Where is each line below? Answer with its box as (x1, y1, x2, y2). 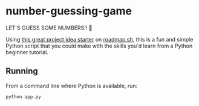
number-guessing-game (5, 4, 132, 18)
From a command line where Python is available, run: (5, 82, 138, 89)
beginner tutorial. (5, 48, 49, 55)
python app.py (5, 93, 42, 100)
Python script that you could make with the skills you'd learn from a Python (5, 42, 193, 49)
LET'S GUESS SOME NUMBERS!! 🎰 (5, 24, 93, 31)
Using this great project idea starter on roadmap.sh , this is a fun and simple (5, 36, 194, 43)
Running (5, 66, 39, 76)
